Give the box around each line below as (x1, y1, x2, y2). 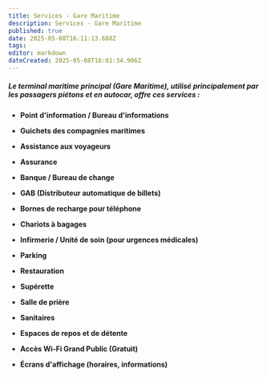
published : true (8, 27, 63, 35)
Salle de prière (19, 297, 70, 306)
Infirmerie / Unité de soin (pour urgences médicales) (19, 235, 199, 244)
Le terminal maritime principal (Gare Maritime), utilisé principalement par (8, 81, 259, 91)
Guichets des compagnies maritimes (19, 125, 146, 135)
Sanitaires (19, 313, 55, 322)
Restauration (19, 266, 64, 276)
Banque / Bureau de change (19, 172, 115, 182)
